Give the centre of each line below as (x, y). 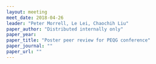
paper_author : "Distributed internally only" (65, 29)
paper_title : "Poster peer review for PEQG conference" (78, 40)
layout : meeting (27, 12)
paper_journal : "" (29, 46)
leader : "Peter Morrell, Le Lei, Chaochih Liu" (68, 23)
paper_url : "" (24, 52)
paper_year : (21, 35)
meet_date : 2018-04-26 (35, 18)
